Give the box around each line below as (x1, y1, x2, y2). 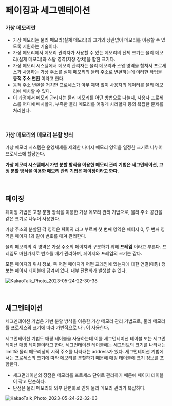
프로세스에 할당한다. (5, 150, 45, 157)
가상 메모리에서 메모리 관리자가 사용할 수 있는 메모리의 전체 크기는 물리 (12, 50, 154, 56)
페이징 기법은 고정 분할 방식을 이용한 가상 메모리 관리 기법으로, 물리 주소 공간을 (5, 209, 163, 215)
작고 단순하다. (18, 378, 46, 385)
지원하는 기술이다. (22, 43, 59, 49)
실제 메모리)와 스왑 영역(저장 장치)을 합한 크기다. (18, 56, 116, 62)
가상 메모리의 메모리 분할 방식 (5, 131, 73, 139)
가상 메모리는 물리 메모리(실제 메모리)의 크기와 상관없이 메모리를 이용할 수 (12, 37, 160, 43)
